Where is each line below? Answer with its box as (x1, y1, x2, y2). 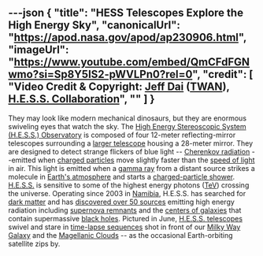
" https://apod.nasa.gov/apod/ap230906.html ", (8, 31, 246, 44)
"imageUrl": (8, 43, 69, 57)
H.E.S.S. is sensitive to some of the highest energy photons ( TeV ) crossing (8, 180, 250, 190)
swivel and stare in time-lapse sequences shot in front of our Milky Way (8, 222, 241, 232)
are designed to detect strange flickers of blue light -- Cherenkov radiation (8, 147, 250, 156)
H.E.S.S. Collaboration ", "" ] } (8, 92, 155, 106)
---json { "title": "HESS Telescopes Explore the (8, 6, 244, 20)
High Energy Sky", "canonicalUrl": (8, 19, 181, 32)
